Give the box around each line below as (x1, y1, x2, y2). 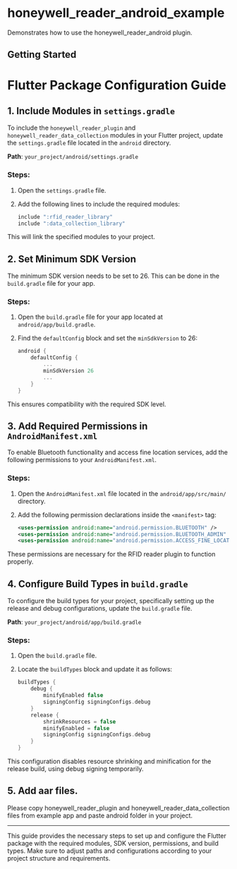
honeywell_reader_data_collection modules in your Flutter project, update (7, 131, 224, 140)
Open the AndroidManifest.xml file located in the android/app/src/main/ (17, 489, 227, 498)
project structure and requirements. (7, 853, 111, 862)
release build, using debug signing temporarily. (7, 765, 144, 773)
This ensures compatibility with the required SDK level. (7, 400, 166, 408)
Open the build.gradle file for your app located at (17, 312, 164, 322)
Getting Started (7, 49, 77, 61)
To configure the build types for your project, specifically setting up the (7, 597, 214, 605)
